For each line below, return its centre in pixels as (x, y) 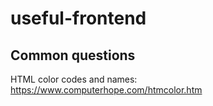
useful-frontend (78, 18)
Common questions (73, 55)
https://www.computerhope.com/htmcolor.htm (106, 90)
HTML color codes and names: (74, 79)
